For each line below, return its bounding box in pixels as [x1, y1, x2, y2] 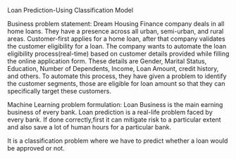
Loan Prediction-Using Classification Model [7, 6, 134, 14]
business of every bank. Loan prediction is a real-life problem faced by [7, 108, 213, 116]
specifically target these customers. [7, 87, 111, 95]
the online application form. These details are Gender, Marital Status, [7, 57, 207, 65]
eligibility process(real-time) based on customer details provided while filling [7, 49, 230, 58]
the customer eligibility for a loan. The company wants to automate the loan [7, 42, 227, 50]
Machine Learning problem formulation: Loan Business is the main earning [7, 101, 223, 108]
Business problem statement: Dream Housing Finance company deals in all [7, 20, 225, 27]
